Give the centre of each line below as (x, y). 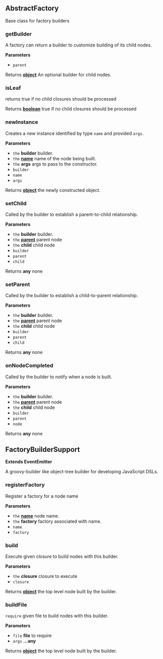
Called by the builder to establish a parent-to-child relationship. (72, 214)
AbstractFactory (32, 8)
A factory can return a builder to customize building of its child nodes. (78, 45)
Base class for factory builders (37, 20)
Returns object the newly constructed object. (53, 190)
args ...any (24, 641)
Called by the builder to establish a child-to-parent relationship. (72, 296)
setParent (18, 284)
